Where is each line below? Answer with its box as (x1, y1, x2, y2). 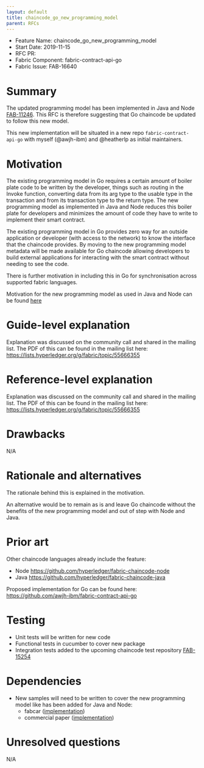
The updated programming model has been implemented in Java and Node (6, 104, 195, 112)
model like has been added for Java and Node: (15, 701, 133, 708)
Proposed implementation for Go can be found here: (6, 585, 137, 592)
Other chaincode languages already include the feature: (6, 555, 147, 562)
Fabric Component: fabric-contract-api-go (15, 56, 122, 64)
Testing (6, 614, 46, 627)
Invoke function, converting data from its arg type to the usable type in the (6, 190, 193, 198)
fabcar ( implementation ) (24, 707, 85, 714)
